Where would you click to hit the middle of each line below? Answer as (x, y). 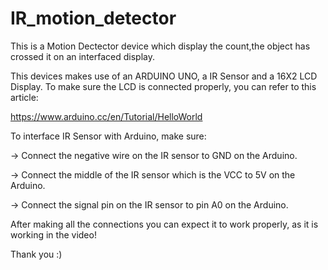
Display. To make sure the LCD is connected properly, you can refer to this (163, 86)
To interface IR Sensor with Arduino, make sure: (108, 136)
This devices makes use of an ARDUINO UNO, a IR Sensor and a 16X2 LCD (164, 76)
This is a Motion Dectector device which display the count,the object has (160, 46)
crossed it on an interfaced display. (82, 56)
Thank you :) (36, 254)
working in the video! (53, 234)
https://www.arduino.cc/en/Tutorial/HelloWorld (106, 116)
